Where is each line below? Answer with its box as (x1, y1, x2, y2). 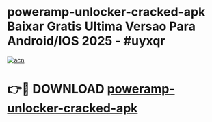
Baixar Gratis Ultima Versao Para (7, 19, 196, 34)
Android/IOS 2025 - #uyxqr (7, 34, 165, 49)
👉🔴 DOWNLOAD (7, 82, 105, 97)
